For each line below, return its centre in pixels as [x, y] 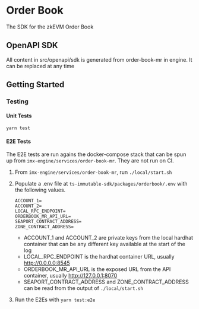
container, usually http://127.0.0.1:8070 [70, 276]
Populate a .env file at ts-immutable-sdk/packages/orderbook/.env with [101, 184]
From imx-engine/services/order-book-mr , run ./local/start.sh [93, 172]
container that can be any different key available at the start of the [105, 244]
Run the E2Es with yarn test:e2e [55, 300]
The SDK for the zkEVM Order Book [50, 27]
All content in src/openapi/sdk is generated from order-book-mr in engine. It [99, 59]
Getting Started [35, 85]
